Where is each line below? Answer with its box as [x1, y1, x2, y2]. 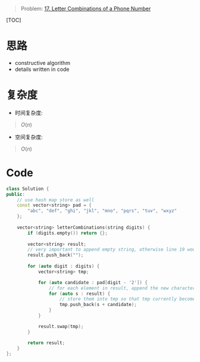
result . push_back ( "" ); [27, 252, 84, 258]
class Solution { [6, 186, 49, 192]
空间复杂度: [14, 133, 43, 141]
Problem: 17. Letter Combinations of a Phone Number [20, 5, 151, 12]
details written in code [14, 65, 70, 73]
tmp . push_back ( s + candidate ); [59, 302, 137, 308]
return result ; [27, 339, 65, 346]
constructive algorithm [14, 59, 70, 66]
